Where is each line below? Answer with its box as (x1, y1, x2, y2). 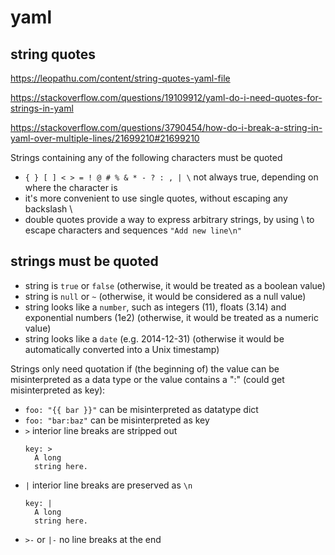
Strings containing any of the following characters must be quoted (10, 152, 283, 163)
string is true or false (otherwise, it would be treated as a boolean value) (24, 279, 326, 291)
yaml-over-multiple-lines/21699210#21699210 (10, 132, 200, 144)
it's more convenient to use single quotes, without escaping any (24, 192, 288, 204)
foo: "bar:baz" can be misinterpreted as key (24, 414, 210, 426)
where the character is (24, 182, 118, 193)
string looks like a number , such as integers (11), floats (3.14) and (24, 301, 287, 313)
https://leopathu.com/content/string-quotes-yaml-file (10, 72, 231, 84)
